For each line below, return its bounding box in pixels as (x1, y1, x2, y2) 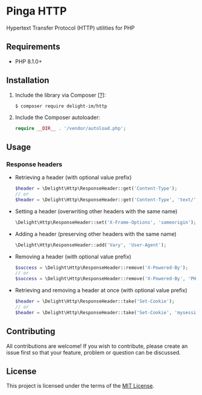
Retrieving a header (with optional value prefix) (14, 174, 132, 181)
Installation (6, 75, 49, 86)
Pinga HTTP (6, 4, 68, 18)
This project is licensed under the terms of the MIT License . (6, 382, 155, 390)
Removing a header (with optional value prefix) (14, 252, 131, 260)
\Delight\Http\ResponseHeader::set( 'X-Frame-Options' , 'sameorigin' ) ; (14, 219, 197, 225)
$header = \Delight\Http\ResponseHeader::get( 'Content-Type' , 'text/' (14, 196, 197, 203)
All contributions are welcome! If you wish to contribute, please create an (6, 342, 188, 350)
